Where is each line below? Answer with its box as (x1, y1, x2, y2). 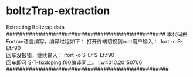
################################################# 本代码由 (6, 31, 188, 38)
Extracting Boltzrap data (6, 24, 65, 31)
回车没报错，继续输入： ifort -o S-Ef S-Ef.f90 (6, 51, 115, 58)
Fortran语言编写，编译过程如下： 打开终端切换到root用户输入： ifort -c (6, 38, 176, 45)
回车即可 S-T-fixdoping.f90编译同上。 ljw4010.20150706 (6, 59, 143, 66)
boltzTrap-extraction (6, 4, 110, 18)
